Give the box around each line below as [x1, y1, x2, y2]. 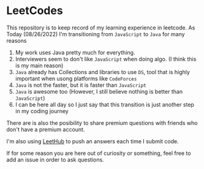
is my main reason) [15, 62, 64, 69]
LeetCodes [6, 4, 63, 18]
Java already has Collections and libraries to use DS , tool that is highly [15, 68, 190, 75]
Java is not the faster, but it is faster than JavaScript [15, 81, 146, 89]
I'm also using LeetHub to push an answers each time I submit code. [6, 137, 179, 145]
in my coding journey [15, 107, 69, 115]
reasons [6, 37, 27, 44]
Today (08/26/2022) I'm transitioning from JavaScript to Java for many [6, 30, 185, 37]
